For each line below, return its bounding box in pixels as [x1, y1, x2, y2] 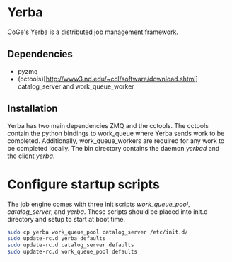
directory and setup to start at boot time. [7, 215, 126, 223]
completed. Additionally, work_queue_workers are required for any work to [7, 136, 225, 145]
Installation [7, 103, 58, 115]
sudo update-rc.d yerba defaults [7, 235, 106, 242]
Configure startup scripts [7, 176, 161, 192]
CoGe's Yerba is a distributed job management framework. [7, 28, 179, 36]
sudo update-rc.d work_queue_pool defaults [7, 249, 138, 256]
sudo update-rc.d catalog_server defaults [7, 241, 134, 249]
